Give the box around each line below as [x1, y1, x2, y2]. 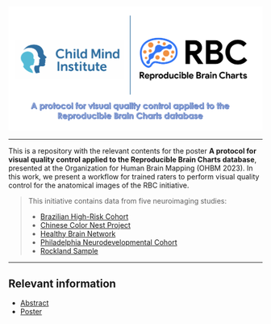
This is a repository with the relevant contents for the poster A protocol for [8, 145, 256, 155]
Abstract [19, 298, 49, 308]
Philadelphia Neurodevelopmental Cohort [40, 237, 177, 247]
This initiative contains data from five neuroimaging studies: [27, 196, 227, 205]
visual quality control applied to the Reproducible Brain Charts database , [8, 154, 257, 164]
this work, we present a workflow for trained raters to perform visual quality [8, 171, 260, 181]
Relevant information [8, 277, 117, 290]
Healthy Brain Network [40, 229, 116, 238]
